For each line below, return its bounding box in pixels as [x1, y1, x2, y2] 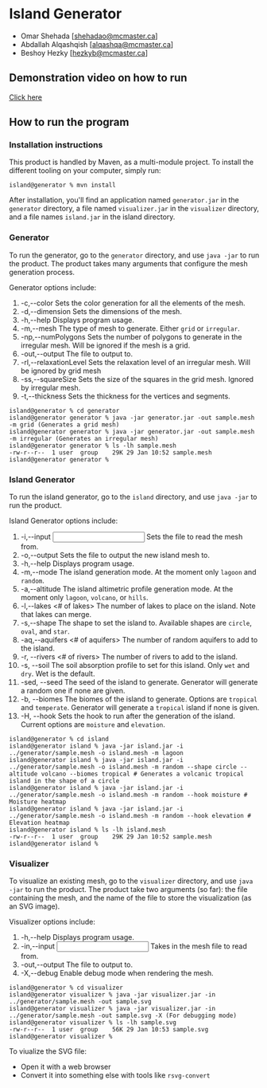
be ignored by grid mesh [20, 366, 102, 375]
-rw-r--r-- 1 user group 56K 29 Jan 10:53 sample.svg [9, 1026, 209, 1034]
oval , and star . [20, 626, 70, 636]
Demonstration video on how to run [9, 71, 188, 84]
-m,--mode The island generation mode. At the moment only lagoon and [20, 568, 257, 577]
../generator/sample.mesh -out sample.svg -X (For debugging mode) [9, 1011, 238, 1020]
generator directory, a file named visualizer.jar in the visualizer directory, [9, 204, 260, 214]
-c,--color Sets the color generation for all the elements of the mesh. [20, 298, 246, 308]
